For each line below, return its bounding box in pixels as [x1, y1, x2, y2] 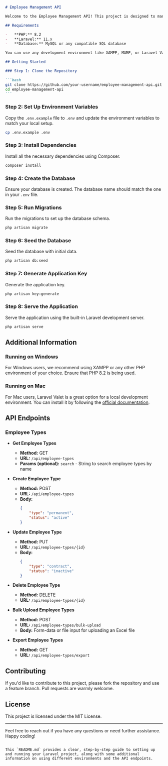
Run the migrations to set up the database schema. [5, 215, 110, 222]
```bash [5, 77, 21, 82]
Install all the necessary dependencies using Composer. [5, 153, 121, 159]
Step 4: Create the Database [5, 175, 75, 182]
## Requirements [5, 23, 39, 28]
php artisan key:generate [5, 291, 59, 296]
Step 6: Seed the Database [5, 237, 71, 244]
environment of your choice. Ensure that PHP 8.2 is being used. [5, 370, 136, 376]
